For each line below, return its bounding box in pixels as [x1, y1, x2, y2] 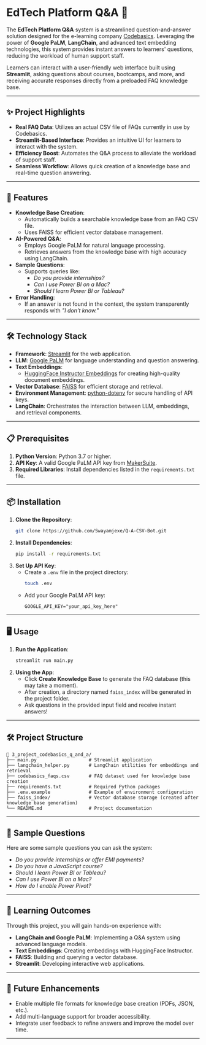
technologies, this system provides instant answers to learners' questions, [6, 45, 194, 53]
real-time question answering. [15, 169, 91, 176]
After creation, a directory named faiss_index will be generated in [24, 688, 191, 696]
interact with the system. [15, 142, 78, 150]
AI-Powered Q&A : [15, 235, 61, 242]
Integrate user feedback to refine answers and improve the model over [15, 1019, 194, 1027]
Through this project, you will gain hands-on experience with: [6, 922, 162, 929]
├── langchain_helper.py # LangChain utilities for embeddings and [6, 763, 199, 769]
